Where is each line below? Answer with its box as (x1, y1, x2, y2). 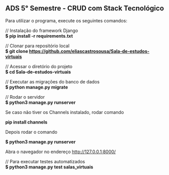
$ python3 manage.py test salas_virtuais (5, 164, 93, 170)
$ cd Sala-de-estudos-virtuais (5, 69, 71, 75)
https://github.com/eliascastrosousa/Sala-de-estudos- (29, 48, 150, 54)
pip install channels (5, 119, 47, 125)
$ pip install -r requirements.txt (5, 33, 73, 39)
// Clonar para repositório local (5, 43, 70, 49)
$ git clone (5, 48, 29, 54)
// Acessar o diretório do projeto (5, 63, 73, 69)
